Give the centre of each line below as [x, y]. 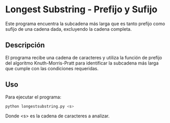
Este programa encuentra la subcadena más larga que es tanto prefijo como [85, 24]
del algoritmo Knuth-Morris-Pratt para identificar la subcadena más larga [82, 63]
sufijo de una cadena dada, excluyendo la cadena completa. [68, 29]
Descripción [25, 45]
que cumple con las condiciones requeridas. [52, 68]
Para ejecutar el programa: [33, 97]
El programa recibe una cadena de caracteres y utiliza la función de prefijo [84, 57]
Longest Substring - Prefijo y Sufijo [81, 9]
